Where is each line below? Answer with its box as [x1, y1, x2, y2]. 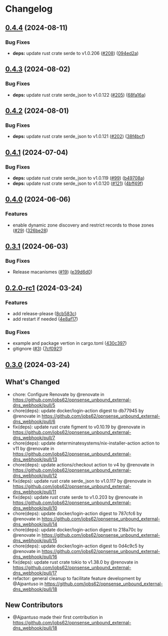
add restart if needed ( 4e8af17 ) [12, 316, 78, 322]
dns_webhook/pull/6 [12, 418, 56, 424]
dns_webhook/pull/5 [12, 402, 56, 408]
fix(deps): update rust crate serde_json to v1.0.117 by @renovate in [12, 478, 151, 484]
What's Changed [5, 378, 60, 386]
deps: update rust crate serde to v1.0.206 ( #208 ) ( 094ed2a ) [12, 50, 139, 56]
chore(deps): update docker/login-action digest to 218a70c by [12, 527, 143, 533]
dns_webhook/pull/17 [12, 570, 57, 576]
